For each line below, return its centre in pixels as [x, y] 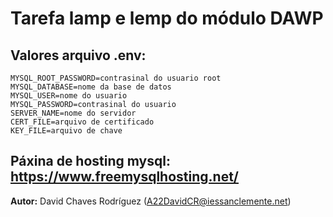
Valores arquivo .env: [78, 55]
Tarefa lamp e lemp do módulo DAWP [167, 18]
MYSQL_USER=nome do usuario [69, 96]
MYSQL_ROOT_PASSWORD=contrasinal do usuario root [116, 78]
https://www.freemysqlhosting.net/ [124, 177]
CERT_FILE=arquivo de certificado [82, 122]
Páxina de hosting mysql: [90, 161]
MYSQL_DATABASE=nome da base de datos [91, 87]
